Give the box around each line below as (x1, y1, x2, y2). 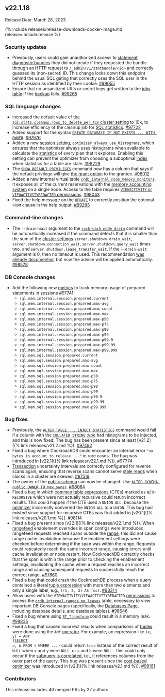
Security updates (5, 43, 47, 50)
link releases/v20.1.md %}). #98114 (12, 515, 82, 521)
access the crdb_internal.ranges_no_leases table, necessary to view (12, 598, 150, 603)
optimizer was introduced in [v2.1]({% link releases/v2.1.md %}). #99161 (12, 663, 155, 669)
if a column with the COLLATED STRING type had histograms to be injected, (12, 432, 158, 438)
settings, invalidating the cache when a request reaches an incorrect (12, 562, 149, 567)
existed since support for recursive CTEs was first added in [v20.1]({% (12, 510, 153, 516)
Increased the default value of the (12, 114, 80, 120)
